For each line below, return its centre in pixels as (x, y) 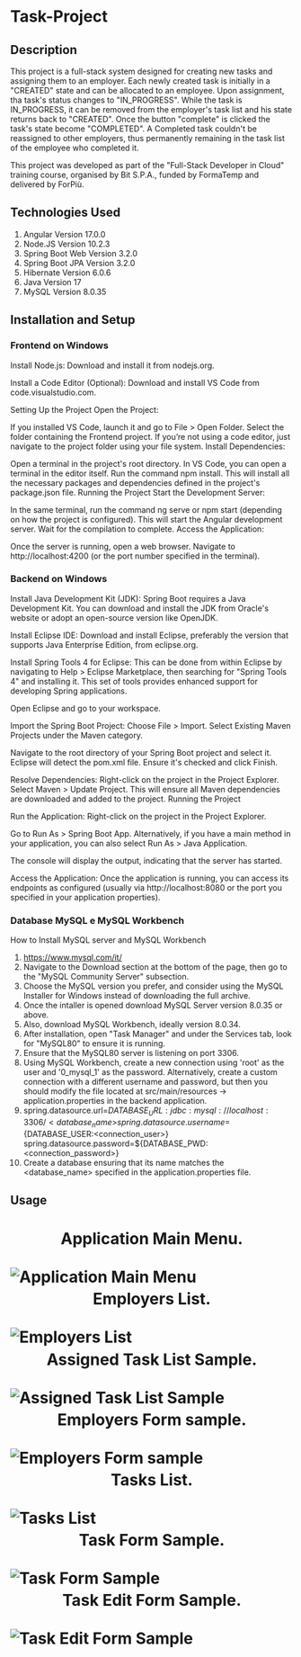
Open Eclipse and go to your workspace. (85, 708)
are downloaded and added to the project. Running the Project (126, 799)
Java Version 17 (52, 282)
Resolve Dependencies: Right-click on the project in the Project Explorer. (145, 779)
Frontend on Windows (59, 345)
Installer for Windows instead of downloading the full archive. (137, 996)
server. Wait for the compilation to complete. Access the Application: (137, 529)
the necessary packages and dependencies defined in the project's (135, 482)
